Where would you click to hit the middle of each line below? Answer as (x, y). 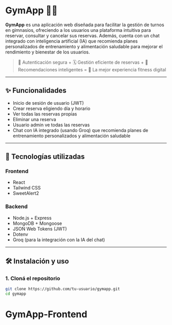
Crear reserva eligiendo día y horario (51, 108)
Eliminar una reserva (34, 119)
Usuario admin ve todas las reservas (51, 125)
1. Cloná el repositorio (33, 278)
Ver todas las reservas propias (45, 114)
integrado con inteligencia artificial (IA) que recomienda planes (72, 41)
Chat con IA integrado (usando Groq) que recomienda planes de (80, 130)
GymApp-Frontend (46, 314)
